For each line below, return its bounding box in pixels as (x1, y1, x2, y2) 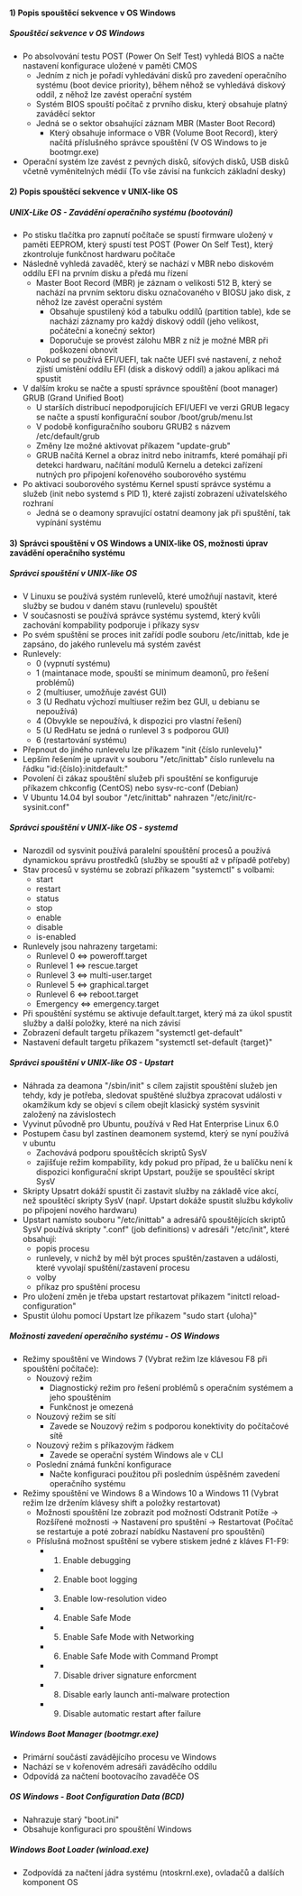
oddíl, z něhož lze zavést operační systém (35, 88, 192, 99)
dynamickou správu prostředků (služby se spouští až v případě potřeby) (22, 854, 291, 865)
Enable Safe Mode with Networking (62, 1631, 195, 1642)
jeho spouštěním (49, 1392, 112, 1403)
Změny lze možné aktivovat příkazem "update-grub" (35, 440, 232, 451)
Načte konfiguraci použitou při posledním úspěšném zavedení (49, 1468, 280, 1479)
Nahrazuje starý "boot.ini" (22, 1814, 120, 1825)
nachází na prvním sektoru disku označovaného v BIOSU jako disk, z (35, 287, 291, 298)
